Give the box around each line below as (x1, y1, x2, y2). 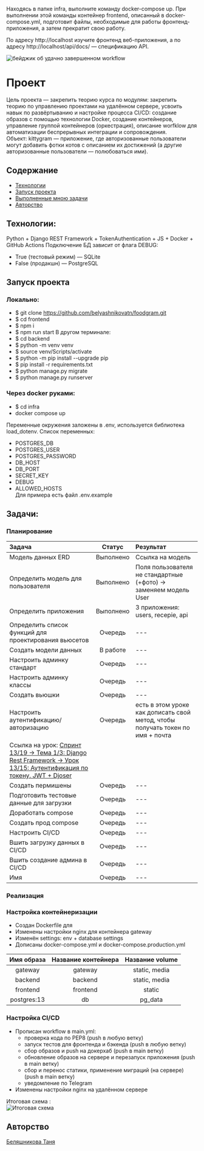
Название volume (124, 956, 178, 964)
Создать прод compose (9, 819, 79, 827)
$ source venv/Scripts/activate (15, 348, 92, 355)
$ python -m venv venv (15, 341, 74, 349)
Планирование (6, 527, 53, 535)
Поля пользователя (135, 563, 193, 572)
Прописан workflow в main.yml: (15, 1027, 96, 1035)
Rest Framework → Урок (9, 756, 80, 764)
